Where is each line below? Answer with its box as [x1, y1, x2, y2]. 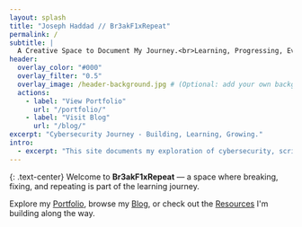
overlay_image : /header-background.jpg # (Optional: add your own [17, 80, 271, 89]
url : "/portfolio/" [32, 105, 106, 114]
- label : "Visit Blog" [25, 113, 111, 122]
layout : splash [9, 13, 67, 22]
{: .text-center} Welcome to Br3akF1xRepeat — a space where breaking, [9, 171, 279, 182]
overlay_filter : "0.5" [17, 72, 102, 81]
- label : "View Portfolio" [25, 96, 127, 106]
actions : [17, 88, 50, 97]
